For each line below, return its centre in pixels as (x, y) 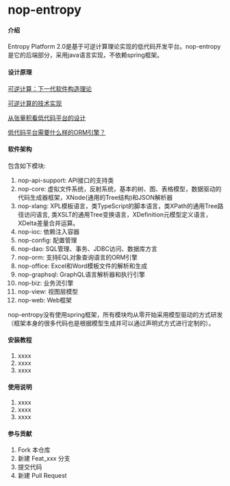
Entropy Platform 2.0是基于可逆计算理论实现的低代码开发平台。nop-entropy (114, 47)
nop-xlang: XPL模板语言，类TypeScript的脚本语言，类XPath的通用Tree (117, 206)
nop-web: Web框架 (45, 300)
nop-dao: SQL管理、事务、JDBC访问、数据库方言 (88, 248)
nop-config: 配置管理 (47, 240)
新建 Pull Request (42, 476)
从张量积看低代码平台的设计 (47, 118)
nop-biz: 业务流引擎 (46, 283)
